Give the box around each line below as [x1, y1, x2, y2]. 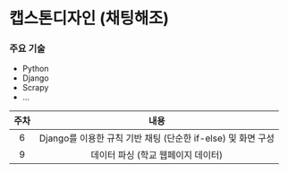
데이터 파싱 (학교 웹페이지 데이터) [90, 149, 224, 161]
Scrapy [21, 82, 49, 93]
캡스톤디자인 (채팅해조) [9, 8, 170, 29]
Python [21, 64, 49, 74]
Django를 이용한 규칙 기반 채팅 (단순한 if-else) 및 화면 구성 [38, 132, 275, 144]
